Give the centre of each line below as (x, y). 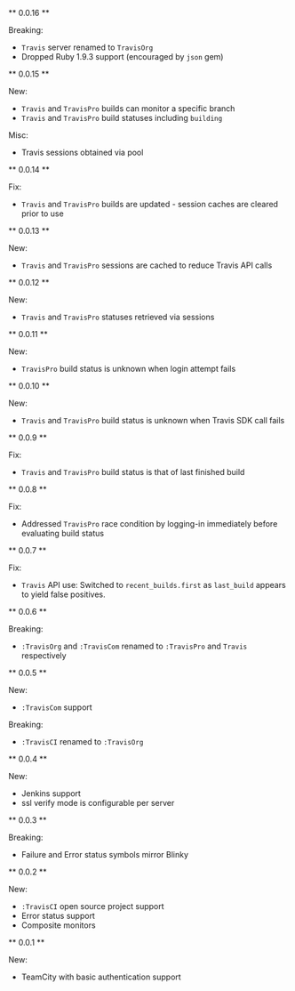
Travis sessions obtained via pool (82, 152)
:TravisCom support (56, 707)
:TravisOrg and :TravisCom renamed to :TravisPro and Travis (134, 646)
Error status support (58, 916)
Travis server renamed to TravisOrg (87, 47)
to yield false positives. (63, 594)
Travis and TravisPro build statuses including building (122, 118)
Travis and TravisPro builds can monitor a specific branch (128, 109)
